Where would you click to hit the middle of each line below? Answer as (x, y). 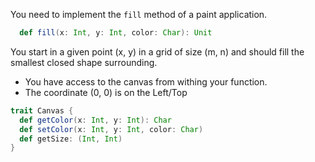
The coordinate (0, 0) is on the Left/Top (106, 92)
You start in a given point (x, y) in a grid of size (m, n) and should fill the (157, 51)
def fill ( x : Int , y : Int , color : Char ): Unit (116, 33)
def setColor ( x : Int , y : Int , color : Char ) (111, 129)
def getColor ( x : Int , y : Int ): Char (95, 120)
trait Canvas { (42, 110)
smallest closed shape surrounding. (84, 62)
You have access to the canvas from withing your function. (146, 81)
